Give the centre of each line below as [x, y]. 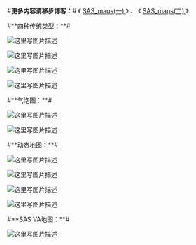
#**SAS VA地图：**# [38, 219]
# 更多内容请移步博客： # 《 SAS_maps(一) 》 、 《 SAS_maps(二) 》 [98, 11]
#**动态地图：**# [33, 145]
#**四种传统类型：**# [39, 26]
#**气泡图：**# [30, 100]
